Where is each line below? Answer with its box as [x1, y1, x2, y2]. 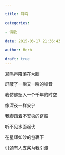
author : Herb [5, 48, 32, 53]
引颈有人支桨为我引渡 [5, 145, 48, 151]
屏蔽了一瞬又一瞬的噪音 [5, 81, 53, 87]
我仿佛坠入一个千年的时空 [5, 92, 57, 97]
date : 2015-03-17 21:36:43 [5, 38, 61, 44]
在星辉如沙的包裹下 [5, 134, 44, 140]
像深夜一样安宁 [5, 102, 35, 108]
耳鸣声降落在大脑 [5, 71, 40, 77]
